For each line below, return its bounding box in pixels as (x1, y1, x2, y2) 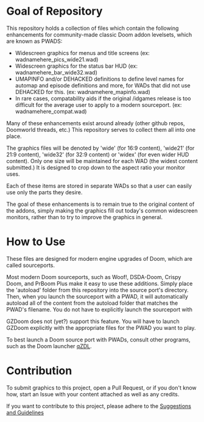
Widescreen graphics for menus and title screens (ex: (15, 49, 150, 56)
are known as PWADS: (6, 37, 63, 45)
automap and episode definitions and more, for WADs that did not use (15, 81, 191, 89)
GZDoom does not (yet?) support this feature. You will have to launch (6, 318, 180, 325)
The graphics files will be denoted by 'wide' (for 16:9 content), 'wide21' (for (6, 144, 195, 151)
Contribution (6, 364, 72, 378)
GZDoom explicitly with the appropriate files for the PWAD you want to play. (6, 324, 196, 331)
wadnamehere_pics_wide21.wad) (15, 56, 99, 63)
